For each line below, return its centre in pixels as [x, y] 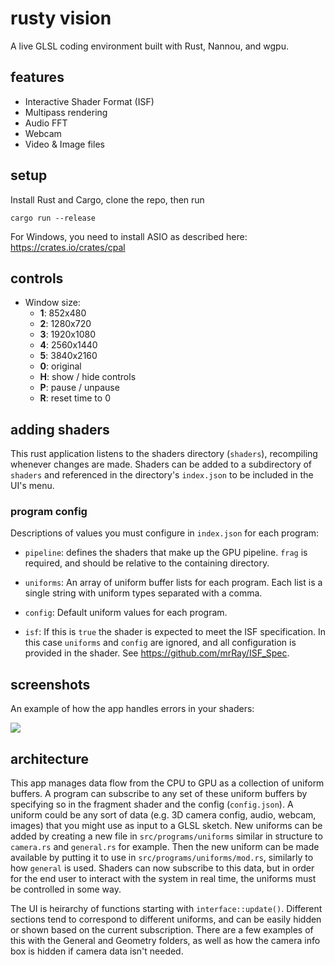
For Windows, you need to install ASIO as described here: [129, 236]
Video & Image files [64, 144]
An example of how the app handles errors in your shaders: [132, 709]
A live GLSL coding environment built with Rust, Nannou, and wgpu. [149, 46]
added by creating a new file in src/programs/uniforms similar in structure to [166, 836]
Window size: [52, 303]
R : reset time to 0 [75, 398]
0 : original [60, 366]
